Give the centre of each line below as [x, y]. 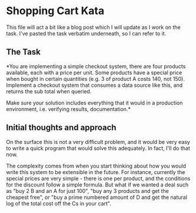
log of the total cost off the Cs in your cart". [59, 203]
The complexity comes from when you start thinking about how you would [96, 166]
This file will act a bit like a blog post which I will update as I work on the [93, 27]
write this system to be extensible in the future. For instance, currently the [96, 172]
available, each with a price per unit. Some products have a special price [94, 73]
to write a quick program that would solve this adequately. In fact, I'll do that [98, 148]
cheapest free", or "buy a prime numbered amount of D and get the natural [97, 197]
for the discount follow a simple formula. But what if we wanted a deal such [97, 185]
